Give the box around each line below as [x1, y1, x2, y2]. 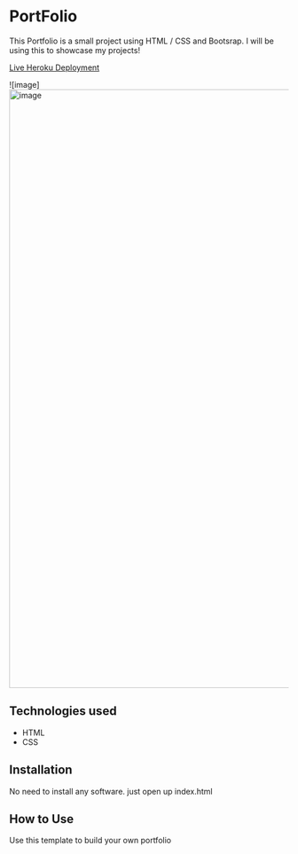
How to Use [9, 811, 74, 827]
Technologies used [9, 703, 117, 719]
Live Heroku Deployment [9, 62, 100, 73]
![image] [9, 79, 40, 90]
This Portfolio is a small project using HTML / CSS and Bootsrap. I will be [9, 35, 275, 46]
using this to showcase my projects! [9, 44, 140, 55]
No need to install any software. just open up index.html [9, 786, 213, 796]
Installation [9, 763, 73, 778]
